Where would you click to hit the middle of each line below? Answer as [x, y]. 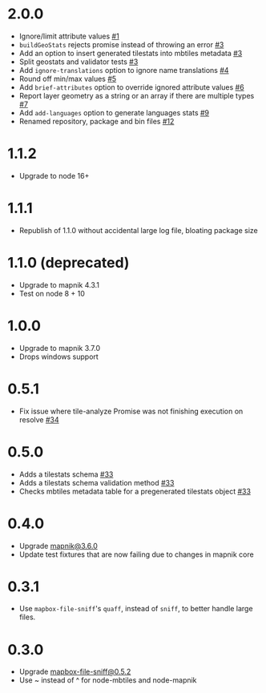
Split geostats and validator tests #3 [79, 62]
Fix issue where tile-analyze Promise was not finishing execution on [131, 411]
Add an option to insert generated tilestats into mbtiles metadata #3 [131, 53]
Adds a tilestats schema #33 [66, 474]
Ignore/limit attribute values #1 [69, 36]
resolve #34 [39, 419]
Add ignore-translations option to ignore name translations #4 [124, 70]
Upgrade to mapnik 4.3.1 [59, 284]
